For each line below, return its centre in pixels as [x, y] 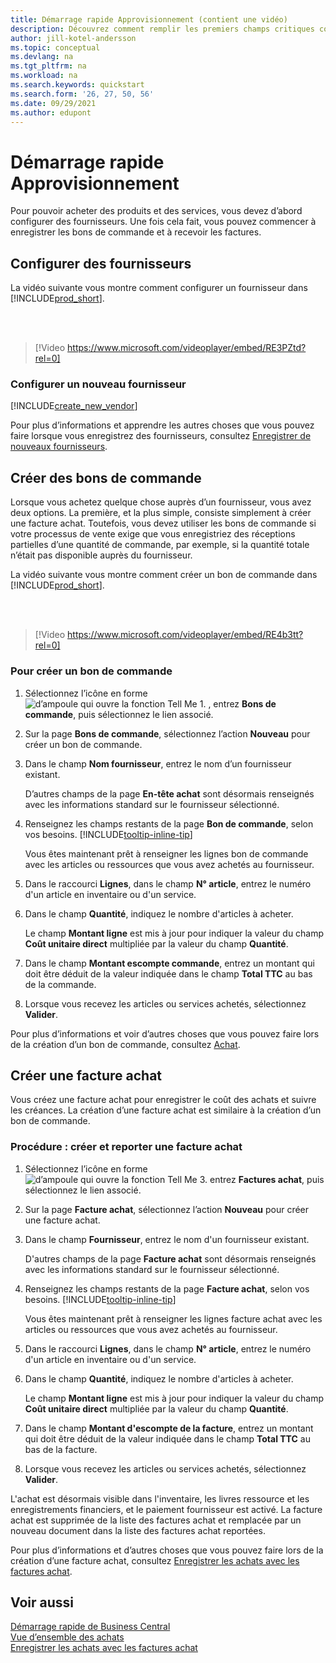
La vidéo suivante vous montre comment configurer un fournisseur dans [159, 288]
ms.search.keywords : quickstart [77, 85]
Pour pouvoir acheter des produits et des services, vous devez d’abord [156, 211]
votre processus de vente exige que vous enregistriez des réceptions [153, 534]
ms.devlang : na [42, 57]
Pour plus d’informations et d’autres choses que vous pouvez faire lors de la [167, 1550]
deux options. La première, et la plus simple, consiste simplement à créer [161, 513]
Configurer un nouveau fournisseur [98, 384]
